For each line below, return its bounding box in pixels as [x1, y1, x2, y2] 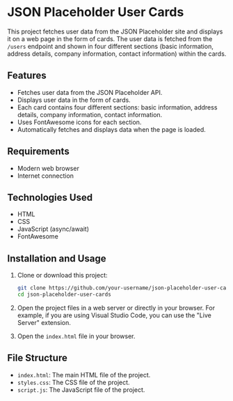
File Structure [7, 352, 67, 364]
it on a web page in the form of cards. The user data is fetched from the [7, 34, 213, 43]
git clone [17, 285, 47, 292]
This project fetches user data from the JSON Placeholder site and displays [7, 27, 223, 36]
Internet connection [17, 172, 74, 180]
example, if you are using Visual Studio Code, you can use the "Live [17, 311, 212, 319]
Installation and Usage [7, 252, 106, 264]
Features [7, 70, 47, 82]
